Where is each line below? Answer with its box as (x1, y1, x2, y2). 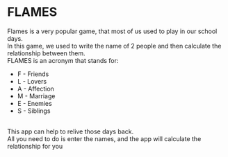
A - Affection (17, 84, 54, 93)
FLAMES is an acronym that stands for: (7, 56, 119, 64)
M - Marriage (17, 91, 56, 100)
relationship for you (7, 142, 63, 150)
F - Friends (17, 70, 49, 78)
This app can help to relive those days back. (7, 127, 134, 136)
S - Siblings (17, 107, 51, 115)
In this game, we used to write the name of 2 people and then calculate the (7, 41, 222, 50)
